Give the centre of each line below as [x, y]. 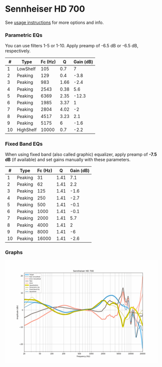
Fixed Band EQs [24, 144]
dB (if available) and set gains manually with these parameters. [68, 160]
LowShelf [26, 69]
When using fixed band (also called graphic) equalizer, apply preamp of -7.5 [81, 155]
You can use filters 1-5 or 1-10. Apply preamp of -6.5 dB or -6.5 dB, [72, 46]
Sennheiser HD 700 [45, 9]
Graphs [14, 252]
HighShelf [27, 130]
